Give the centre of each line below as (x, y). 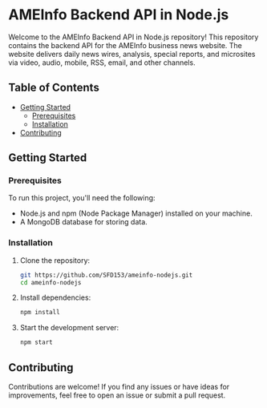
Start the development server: (69, 328)
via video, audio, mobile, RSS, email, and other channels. (102, 63)
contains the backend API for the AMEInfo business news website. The (125, 45)
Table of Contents (54, 88)
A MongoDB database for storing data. (84, 222)
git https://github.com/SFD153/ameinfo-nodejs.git (106, 275)
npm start (36, 342)
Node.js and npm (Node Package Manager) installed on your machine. (136, 213)
